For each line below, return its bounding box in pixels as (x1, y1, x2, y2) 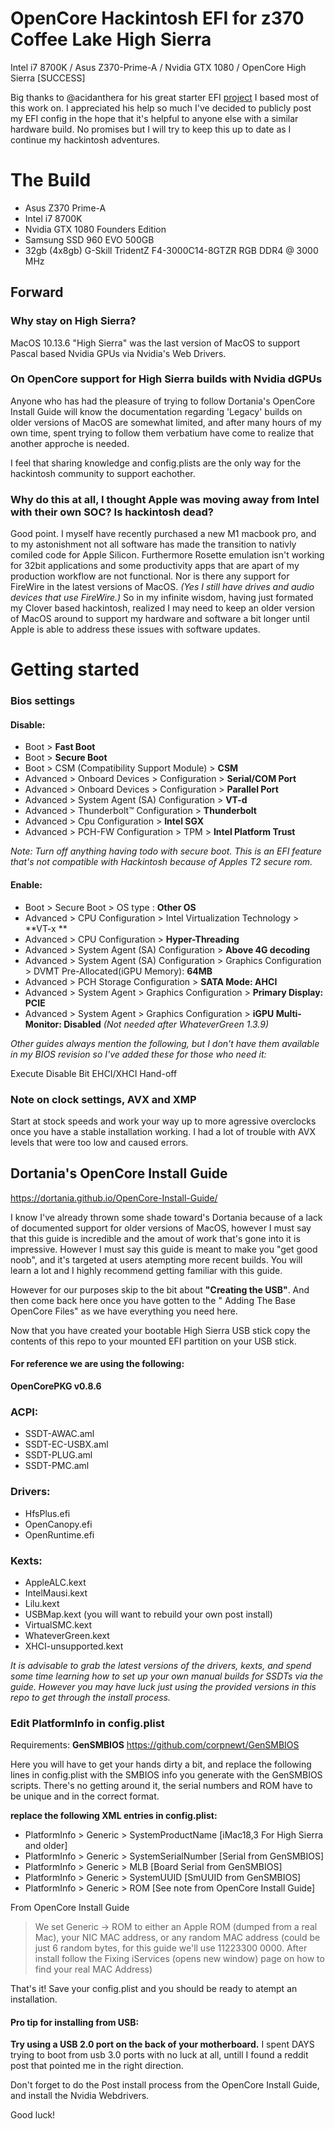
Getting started (10, 658, 140, 681)
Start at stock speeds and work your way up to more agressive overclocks (10, 1115, 317, 1127)
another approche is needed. (10, 437, 130, 449)
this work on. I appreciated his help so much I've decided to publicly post (10, 102, 312, 114)
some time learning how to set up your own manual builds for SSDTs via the (10, 1670, 324, 1682)
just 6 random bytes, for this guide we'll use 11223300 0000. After (34, 1942, 308, 1954)
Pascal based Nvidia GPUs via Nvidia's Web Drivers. (10, 347, 227, 359)
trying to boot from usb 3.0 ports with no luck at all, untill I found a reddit (10, 2049, 309, 2061)
